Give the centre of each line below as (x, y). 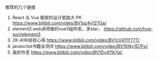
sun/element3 (26, 34)
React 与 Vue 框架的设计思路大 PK (47, 18)
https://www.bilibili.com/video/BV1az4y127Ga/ (59, 23)
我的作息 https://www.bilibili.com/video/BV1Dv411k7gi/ (67, 52)
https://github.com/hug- (128, 29)
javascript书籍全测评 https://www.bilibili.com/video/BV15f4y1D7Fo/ (80, 46)
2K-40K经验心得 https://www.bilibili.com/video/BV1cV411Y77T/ (76, 40)
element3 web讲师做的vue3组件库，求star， (57, 29)
